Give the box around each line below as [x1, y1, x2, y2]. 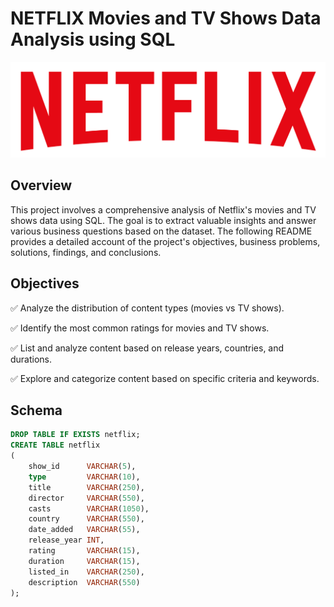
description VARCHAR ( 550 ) [28, 577, 141, 587]
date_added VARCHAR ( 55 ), [28, 525, 141, 535]
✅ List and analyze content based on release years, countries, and [10, 342, 285, 354]
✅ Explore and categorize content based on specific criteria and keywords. [10, 372, 320, 384]
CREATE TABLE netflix [10, 440, 101, 451]
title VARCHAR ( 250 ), [28, 482, 145, 492]
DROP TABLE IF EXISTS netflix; [10, 430, 141, 440]
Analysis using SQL [10, 28, 176, 51]
